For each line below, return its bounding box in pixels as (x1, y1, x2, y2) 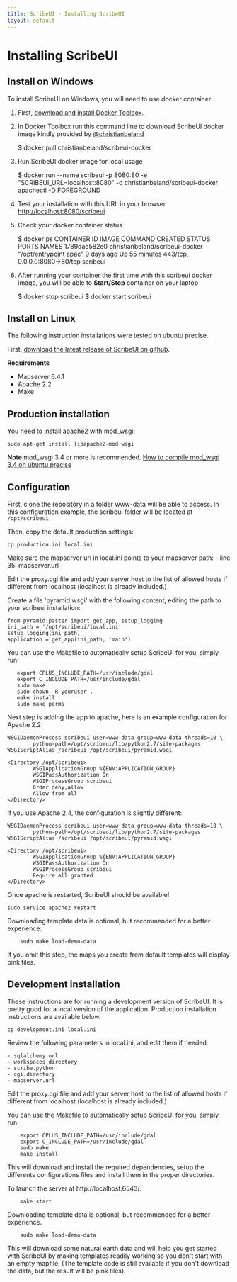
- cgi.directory (7, 1071, 55, 1078)
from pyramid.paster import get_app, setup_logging (7, 617, 163, 624)
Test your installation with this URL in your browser (17, 199, 166, 208)
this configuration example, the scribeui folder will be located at (7, 507, 193, 516)
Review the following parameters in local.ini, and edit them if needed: (7, 1038, 209, 1047)
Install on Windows (7, 76, 93, 88)
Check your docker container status (17, 220, 122, 229)
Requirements (7, 359, 50, 367)
